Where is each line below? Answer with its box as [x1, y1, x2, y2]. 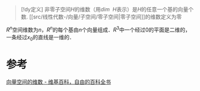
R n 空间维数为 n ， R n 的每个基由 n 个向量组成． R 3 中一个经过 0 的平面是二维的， [6, 25, 191, 33]
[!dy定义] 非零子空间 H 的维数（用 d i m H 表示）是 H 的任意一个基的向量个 [20, 6, 194, 12]
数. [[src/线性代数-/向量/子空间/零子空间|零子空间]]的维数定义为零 [20, 13, 182, 20]
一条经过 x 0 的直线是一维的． [6, 33, 75, 42]
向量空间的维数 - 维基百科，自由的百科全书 [6, 79, 112, 86]
